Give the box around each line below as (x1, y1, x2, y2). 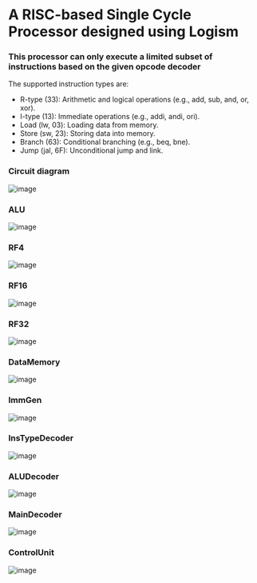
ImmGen (8, 394, 42, 405)
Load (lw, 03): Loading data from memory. (19, 120, 159, 130)
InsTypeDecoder (8, 433, 74, 444)
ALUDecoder (8, 470, 60, 481)
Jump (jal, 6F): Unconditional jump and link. (19, 146, 164, 155)
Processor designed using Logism (8, 22, 239, 41)
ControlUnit (8, 547, 54, 558)
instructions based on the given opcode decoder (8, 62, 201, 73)
